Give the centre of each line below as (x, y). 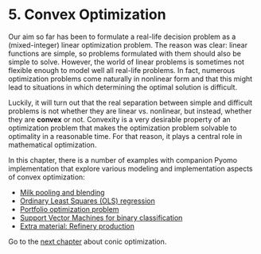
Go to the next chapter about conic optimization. (88, 241)
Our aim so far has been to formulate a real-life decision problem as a (122, 37)
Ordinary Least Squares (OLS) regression (87, 201)
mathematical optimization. (53, 144)
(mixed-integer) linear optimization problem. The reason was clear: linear (128, 44)
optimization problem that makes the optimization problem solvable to (123, 128)
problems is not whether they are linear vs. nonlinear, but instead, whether (130, 111)
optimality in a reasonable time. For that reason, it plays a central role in (125, 136)
